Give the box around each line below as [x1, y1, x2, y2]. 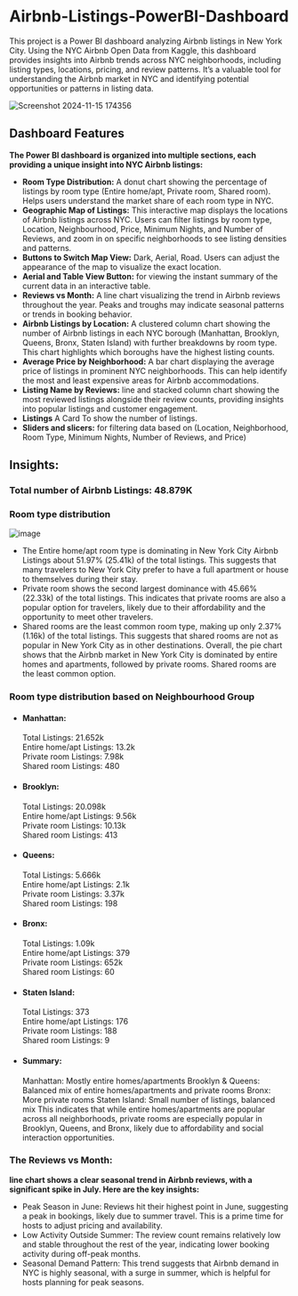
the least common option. [21, 668, 117, 679]
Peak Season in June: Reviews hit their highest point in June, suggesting [21, 1201, 289, 1211]
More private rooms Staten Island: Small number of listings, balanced [21, 1094, 276, 1105]
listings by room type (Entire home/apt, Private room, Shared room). [21, 185, 271, 197]
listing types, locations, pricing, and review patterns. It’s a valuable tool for [9, 64, 282, 75]
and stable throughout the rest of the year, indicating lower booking [21, 1239, 270, 1250]
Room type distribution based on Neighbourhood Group [9, 691, 255, 703]
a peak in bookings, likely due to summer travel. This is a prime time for [21, 1211, 284, 1221]
